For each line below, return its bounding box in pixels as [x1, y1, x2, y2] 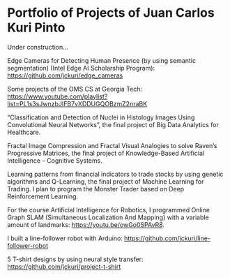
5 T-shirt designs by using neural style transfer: [7, 255, 144, 263]
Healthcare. [7, 128, 41, 136]
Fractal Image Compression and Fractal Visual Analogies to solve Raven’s [7, 141, 217, 149]
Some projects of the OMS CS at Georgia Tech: [7, 85, 143, 93]
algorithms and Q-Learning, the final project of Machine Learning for [7, 177, 204, 186]
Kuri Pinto [7, 20, 66, 36]
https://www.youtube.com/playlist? [7, 92, 108, 101]
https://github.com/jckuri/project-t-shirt [7, 262, 121, 270]
